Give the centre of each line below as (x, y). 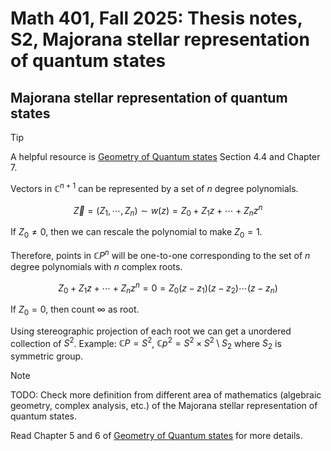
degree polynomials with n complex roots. (96, 266)
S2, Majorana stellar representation (160, 39)
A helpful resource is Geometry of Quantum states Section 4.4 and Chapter (165, 156)
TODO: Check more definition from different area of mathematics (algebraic (166, 395)
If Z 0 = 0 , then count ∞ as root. (75, 310)
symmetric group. (47, 356)
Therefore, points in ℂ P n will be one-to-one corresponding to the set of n (160, 254)
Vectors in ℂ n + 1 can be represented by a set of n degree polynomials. (154, 187)
